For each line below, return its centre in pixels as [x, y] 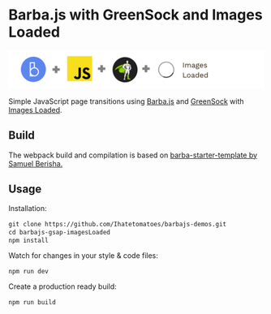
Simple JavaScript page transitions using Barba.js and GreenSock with [127, 101]
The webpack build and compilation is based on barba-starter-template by [133, 155]
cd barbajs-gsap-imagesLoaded [60, 233]
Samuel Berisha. [36, 163]
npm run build [32, 303]
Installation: [28, 209]
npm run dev [28, 272]
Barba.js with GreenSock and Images [135, 15]
